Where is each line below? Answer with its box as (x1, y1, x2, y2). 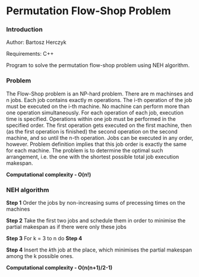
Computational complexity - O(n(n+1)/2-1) (6, 264, 113, 271)
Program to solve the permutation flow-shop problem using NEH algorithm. (6, 62, 190, 69)
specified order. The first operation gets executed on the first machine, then (6, 122, 192, 129)
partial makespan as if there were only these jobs (6, 224, 127, 231)
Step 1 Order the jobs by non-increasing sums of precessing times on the (6, 199, 185, 206)
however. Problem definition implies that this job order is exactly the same (6, 141, 187, 148)
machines (6, 206, 30, 213)
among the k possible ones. (6, 253, 74, 260)
